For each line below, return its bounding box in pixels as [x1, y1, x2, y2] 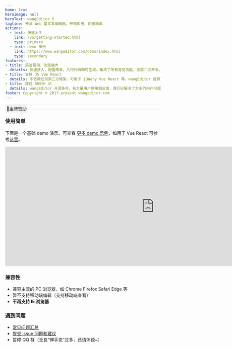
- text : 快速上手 [9, 30, 43, 35]
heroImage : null [5, 12, 39, 17]
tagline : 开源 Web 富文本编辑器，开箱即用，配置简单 [5, 21, 103, 26]
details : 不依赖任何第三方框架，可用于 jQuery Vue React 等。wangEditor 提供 [9, 77, 161, 82]
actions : [5, 26, 23, 31]
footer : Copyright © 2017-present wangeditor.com [5, 90, 110, 95]
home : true [5, 7, 28, 12]
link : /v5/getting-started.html [14, 35, 81, 40]
